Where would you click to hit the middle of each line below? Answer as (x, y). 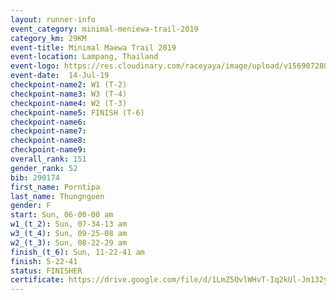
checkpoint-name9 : (48, 150)
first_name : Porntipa (55, 187)
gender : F (31, 206)
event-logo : (35, 66)
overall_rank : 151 (48, 159)
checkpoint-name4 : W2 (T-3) (69, 103)
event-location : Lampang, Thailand (84, 57)
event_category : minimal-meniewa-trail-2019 (104, 29)
